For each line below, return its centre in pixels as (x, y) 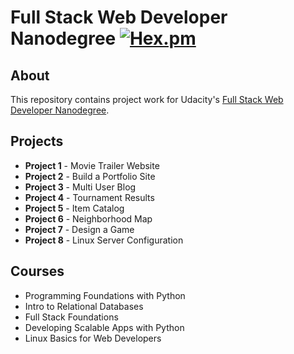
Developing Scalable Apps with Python (104, 327)
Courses (37, 271)
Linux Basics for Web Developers (93, 338)
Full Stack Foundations (71, 317)
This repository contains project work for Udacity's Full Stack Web (147, 99)
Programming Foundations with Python (105, 295)
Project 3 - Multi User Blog (80, 187)
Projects (37, 141)
